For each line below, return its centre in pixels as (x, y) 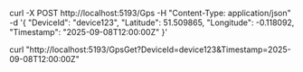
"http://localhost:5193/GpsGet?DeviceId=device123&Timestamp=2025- (158, 49)
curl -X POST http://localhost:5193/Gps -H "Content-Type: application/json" (150, 13)
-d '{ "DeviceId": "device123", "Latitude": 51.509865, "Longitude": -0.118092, (152, 22)
